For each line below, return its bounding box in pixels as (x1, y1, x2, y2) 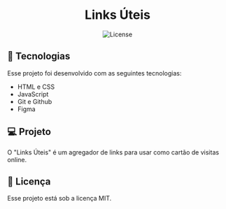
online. (7, 155, 27, 164)
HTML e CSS (17, 82, 55, 91)
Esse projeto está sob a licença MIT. (7, 194, 112, 203)
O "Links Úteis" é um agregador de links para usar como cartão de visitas (7, 147, 219, 157)
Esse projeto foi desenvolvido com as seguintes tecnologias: (7, 69, 182, 77)
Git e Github (17, 97, 52, 106)
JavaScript (17, 89, 49, 98)
